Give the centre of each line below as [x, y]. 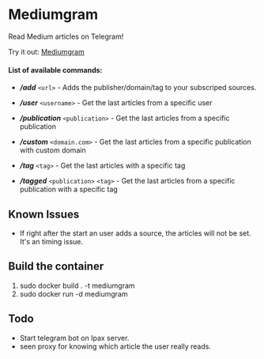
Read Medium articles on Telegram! [66, 36]
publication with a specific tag [69, 189]
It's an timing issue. [51, 241]
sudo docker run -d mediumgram [74, 293]
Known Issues [44, 214]
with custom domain [53, 150]
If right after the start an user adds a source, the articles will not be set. [135, 233]
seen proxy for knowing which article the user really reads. [115, 346]
